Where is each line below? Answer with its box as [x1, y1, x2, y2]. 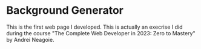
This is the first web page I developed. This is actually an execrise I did [6, 23, 183, 30]
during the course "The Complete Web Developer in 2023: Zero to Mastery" [6, 29, 196, 36]
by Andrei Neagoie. [6, 36, 54, 43]
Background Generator [6, 4, 124, 17]
